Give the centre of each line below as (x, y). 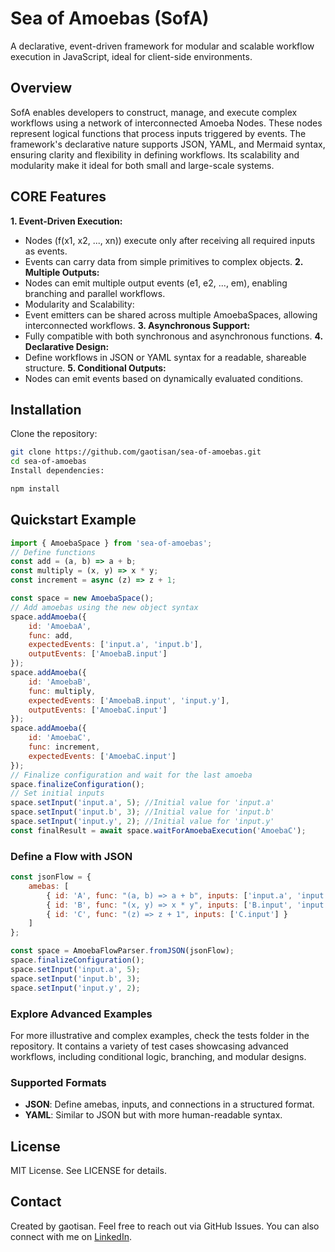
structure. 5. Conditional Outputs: (95, 368)
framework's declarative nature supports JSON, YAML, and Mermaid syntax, (168, 144)
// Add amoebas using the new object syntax (104, 607)
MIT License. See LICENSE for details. (88, 1171)
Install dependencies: (57, 471)
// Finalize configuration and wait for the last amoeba (131, 775)
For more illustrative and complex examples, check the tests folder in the (160, 1035)
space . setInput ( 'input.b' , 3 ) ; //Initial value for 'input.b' (142, 812)
